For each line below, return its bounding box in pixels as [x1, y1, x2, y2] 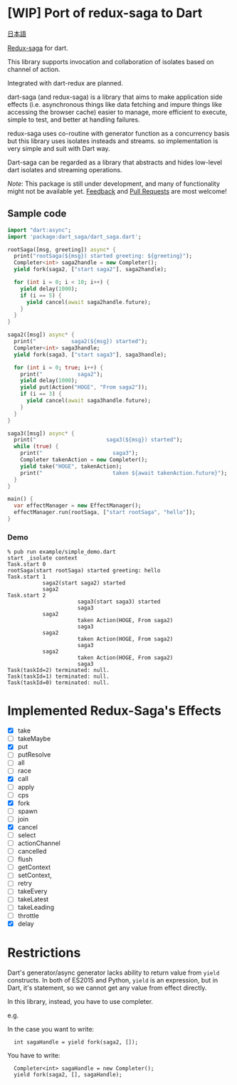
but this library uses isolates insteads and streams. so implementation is [7, 137, 218, 145]
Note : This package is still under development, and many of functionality [7, 179, 221, 188]
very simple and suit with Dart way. [7, 144, 110, 152]
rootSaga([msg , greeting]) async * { [7, 246, 116, 253]
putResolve [17, 750, 51, 759]
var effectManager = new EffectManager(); [14, 502, 142, 510]
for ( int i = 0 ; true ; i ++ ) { [14, 364, 103, 371]
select [17, 831, 36, 839]
